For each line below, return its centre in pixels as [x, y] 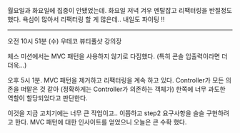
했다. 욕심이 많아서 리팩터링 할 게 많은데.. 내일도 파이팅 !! [86, 19]
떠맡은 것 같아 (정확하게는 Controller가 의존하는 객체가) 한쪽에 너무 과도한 [123, 89]
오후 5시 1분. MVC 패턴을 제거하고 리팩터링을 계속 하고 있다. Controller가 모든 [116, 80]
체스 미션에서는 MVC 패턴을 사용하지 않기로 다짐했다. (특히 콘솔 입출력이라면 [114, 56]
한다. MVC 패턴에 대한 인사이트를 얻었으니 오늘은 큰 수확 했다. [101, 122]
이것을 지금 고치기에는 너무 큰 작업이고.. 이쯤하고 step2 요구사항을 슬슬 [106, 113]
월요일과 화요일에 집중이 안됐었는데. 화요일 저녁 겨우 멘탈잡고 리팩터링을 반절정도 [120, 10]
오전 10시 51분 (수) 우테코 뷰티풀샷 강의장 [65, 41]
